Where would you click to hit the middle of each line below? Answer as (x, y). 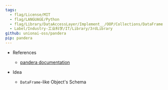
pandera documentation (45, 62)
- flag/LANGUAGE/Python (34, 19)
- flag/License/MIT (30, 15)
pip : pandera (19, 38)
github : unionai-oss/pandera (36, 33)
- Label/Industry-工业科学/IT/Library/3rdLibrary (61, 29)
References (24, 52)
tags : (11, 10)
